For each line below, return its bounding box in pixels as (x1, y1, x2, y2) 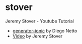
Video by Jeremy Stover (12, 33, 63, 39)
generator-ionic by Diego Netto (12, 27, 77, 33)
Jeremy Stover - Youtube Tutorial (5, 18, 74, 24)
